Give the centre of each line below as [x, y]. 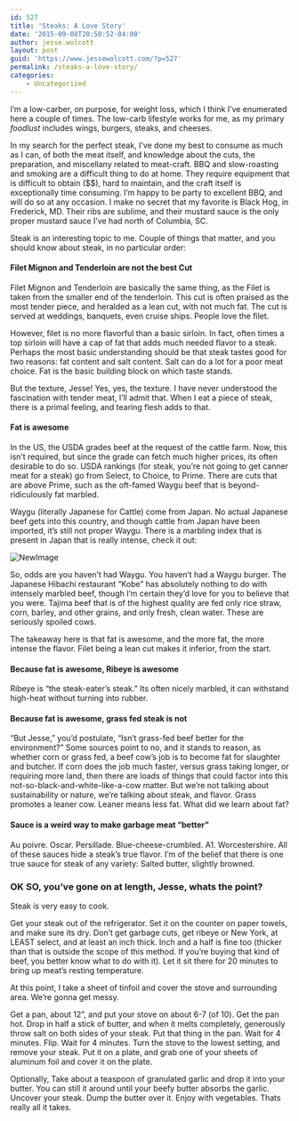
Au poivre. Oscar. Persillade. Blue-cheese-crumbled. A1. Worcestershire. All [149, 844]
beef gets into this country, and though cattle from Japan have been [135, 521]
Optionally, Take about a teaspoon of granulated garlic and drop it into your [148, 1078]
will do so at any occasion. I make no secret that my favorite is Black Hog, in [149, 202]
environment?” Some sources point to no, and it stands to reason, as [136, 747]
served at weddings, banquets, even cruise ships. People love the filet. [140, 316]
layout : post [34, 51]
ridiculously [31, 495]
